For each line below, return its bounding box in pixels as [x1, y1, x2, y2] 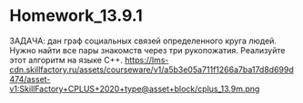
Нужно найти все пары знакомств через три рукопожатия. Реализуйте [9, 44, 286, 55]
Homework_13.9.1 [9, 5, 143, 26]
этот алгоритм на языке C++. [9, 54, 123, 65]
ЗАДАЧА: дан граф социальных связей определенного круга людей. [9, 35, 278, 46]
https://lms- [124, 54, 169, 65]
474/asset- [9, 73, 51, 84]
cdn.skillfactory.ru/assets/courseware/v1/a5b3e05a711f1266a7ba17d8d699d [9, 64, 294, 75]
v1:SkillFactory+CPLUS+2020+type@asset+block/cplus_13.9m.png [9, 83, 260, 94]
